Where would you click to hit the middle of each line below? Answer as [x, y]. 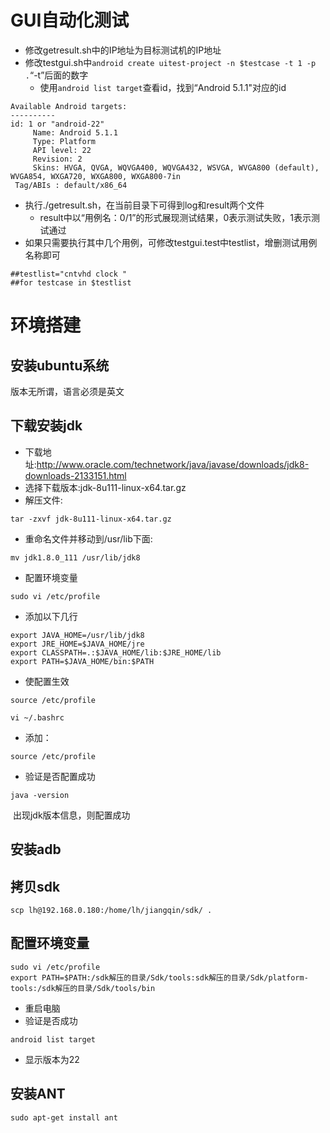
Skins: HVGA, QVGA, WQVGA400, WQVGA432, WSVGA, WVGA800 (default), [176, 167]
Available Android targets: [69, 106]
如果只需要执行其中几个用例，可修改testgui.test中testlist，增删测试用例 [171, 242]
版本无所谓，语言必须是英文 [67, 391]
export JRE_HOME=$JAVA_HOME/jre [77, 644]
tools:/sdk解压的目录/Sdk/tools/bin [83, 988]
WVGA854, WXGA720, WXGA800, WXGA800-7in [96, 176]
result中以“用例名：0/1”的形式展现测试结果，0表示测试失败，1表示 [175, 217]
